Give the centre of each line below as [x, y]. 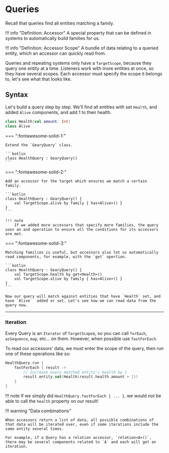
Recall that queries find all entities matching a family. [60, 23]
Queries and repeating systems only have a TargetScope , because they [78, 63]
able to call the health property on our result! [52, 401]
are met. [14, 234]
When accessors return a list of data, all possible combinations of [80, 420]
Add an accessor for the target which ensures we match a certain [76, 181]
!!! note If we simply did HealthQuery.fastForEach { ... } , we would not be [83, 396]
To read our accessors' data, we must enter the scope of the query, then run [84, 348]
